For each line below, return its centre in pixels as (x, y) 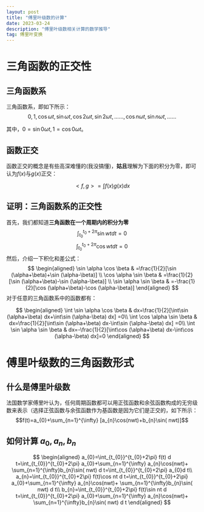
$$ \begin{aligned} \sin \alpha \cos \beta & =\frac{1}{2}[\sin (102, 268)
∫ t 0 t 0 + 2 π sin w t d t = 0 (102, 234)
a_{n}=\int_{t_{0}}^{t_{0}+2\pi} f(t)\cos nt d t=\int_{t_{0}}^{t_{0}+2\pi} (102, 477)
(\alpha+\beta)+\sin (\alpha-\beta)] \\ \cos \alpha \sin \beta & (87, 275)
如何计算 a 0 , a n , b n (41, 442)
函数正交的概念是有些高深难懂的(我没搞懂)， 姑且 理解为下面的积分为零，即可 (101, 166)
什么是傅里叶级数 (38, 387)
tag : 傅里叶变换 (25, 35)
